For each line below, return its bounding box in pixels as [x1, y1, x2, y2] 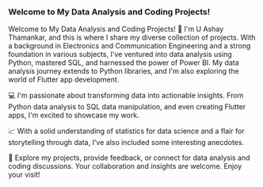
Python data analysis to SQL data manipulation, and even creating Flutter [8, 102, 246, 112]
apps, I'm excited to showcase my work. [8, 110, 140, 120]
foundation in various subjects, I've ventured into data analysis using [8, 50, 232, 59]
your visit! [8, 170, 41, 180]
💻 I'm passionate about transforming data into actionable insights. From [8, 90, 244, 101]
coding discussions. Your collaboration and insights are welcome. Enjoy [8, 162, 242, 171]
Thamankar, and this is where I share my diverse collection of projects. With [8, 32, 256, 42]
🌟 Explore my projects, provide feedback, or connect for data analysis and [8, 153, 251, 162]
